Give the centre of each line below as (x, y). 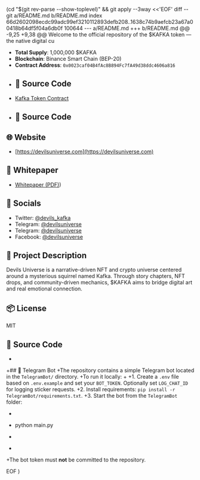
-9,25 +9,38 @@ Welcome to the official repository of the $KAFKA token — (99, 35)
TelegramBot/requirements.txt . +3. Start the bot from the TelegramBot (92, 396)
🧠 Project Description (47, 256)
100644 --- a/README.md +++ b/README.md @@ (127, 28)
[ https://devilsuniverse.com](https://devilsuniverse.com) (84, 151)
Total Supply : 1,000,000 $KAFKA (56, 52)
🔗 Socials (24, 204)
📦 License (26, 308)
